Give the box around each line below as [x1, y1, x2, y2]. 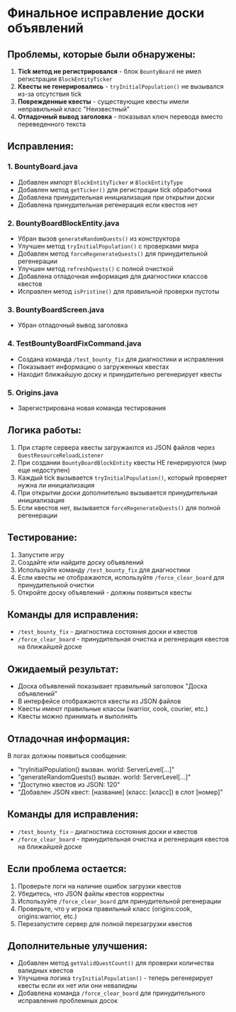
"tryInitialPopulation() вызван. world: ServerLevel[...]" [17, 765, 175, 774]
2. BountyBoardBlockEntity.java [7, 218, 120, 228]
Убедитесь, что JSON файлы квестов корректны [17, 889, 164, 898]
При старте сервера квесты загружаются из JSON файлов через [17, 443, 215, 451]
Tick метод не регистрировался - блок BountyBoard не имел [17, 67, 202, 75]
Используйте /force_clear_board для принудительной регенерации [17, 896, 222, 906]
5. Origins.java [7, 387, 59, 397]
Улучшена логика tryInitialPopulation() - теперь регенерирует [17, 974, 214, 982]
